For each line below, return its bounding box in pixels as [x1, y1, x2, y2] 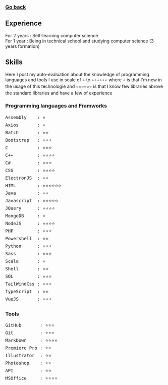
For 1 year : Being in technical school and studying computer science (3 [5, 38, 154, 44]
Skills [5, 58, 23, 67]
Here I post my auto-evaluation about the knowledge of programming [5, 71, 150, 77]
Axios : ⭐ [5, 122, 46, 128]
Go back [5, 4, 26, 11]
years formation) [5, 43, 40, 49]
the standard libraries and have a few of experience [5, 90, 113, 96]
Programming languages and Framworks [5, 102, 107, 109]
